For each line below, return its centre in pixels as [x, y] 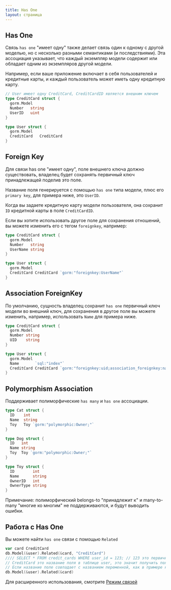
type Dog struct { [25, 439]
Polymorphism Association [49, 388]
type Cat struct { [25, 411]
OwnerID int [25, 481]
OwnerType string [28, 486]
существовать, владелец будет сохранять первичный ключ [70, 174]
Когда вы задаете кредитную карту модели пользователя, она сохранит [84, 205]
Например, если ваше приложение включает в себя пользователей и [81, 74]
